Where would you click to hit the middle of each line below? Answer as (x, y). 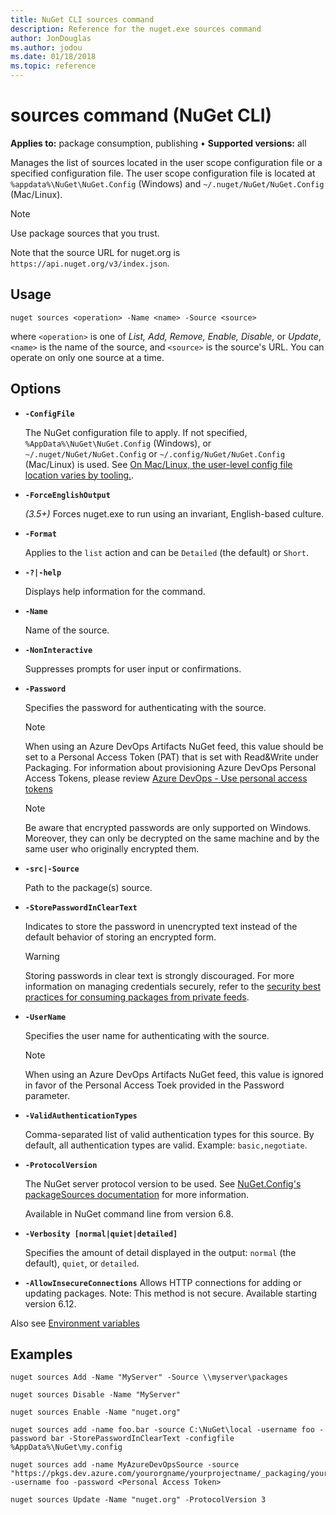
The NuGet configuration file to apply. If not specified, (136, 432)
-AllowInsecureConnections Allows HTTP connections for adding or (163, 1282)
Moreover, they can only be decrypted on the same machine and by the (172, 838)
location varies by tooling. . (79, 475)
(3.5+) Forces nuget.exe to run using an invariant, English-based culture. (174, 513)
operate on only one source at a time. (87, 357)
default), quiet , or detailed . (82, 1263)
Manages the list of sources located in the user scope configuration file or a (166, 162)
